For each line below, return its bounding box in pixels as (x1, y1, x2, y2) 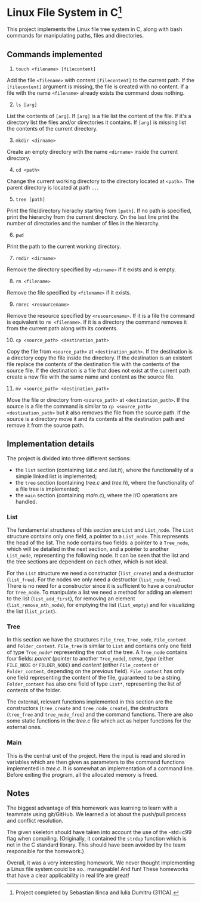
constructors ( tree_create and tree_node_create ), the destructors (7, 705, 169, 712)
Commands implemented (7, 49, 103, 60)
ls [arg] (15, 102, 38, 108)
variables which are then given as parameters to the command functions (7, 758, 185, 765)
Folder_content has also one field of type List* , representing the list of (7, 680, 181, 687)
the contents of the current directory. (7, 125, 98, 132)
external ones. (7, 724, 42, 731)
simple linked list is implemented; (15, 472, 97, 480)
